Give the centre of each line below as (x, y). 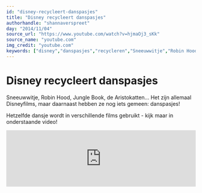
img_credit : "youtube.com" (40, 46)
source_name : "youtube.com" (41, 40)
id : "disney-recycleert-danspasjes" (52, 12)
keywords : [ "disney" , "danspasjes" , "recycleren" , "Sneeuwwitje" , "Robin (95, 51)
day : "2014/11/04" (29, 29)
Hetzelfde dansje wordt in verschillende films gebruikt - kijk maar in (90, 115)
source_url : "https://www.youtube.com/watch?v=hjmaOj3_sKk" (83, 34)
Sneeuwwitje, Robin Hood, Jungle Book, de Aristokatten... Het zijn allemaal (99, 97)
